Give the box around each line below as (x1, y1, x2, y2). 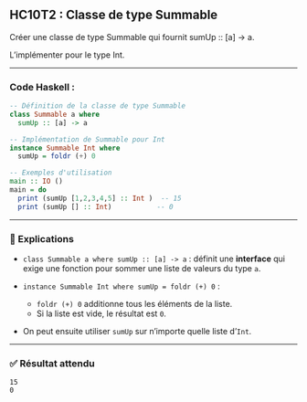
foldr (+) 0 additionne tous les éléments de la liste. (36, 299, 233, 310)
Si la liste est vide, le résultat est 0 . (36, 308, 167, 319)
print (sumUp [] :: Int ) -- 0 (17, 202, 174, 211)
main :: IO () (9, 177, 64, 186)
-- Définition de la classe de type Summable (9, 101, 185, 111)
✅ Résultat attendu (9, 356, 96, 369)
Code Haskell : (9, 80, 76, 93)
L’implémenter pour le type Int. (9, 49, 125, 60)
